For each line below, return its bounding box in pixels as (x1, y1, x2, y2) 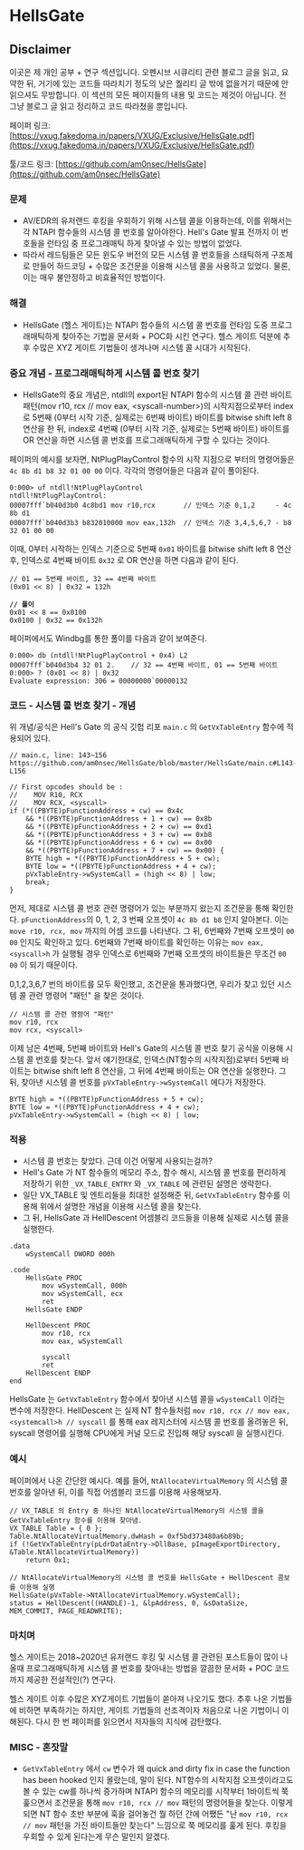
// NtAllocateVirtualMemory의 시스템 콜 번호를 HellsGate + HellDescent (9, 1572, 274, 1582)
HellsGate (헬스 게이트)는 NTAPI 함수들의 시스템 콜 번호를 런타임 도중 (22, 319, 269, 330)
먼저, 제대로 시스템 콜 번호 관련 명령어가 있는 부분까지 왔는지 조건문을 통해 (9, 903, 270, 914)
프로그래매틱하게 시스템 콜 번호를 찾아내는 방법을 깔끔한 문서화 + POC (25, 1663, 273, 1674)
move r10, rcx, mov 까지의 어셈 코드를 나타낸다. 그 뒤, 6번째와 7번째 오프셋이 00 (9, 926, 295, 937)
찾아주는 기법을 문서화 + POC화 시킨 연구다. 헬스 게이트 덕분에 (62, 330, 281, 341)
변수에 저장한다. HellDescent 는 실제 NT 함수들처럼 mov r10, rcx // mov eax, (9, 1405, 291, 1416)
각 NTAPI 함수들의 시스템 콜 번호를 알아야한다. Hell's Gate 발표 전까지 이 (22, 227, 279, 238)
